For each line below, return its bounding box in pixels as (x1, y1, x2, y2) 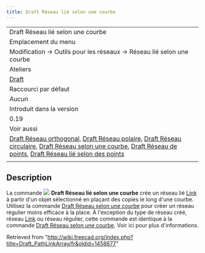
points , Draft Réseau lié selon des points (9, 149, 124, 158)
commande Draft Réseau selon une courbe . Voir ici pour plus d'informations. (6, 222, 199, 229)
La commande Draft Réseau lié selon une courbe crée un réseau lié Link (6, 190, 197, 197)
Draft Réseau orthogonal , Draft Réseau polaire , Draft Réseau (9, 134, 182, 143)
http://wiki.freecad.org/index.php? (47, 233, 134, 241)
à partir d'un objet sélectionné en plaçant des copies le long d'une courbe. (6, 196, 194, 203)
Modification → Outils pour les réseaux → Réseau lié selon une (9, 47, 189, 55)
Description (6, 173, 52, 183)
